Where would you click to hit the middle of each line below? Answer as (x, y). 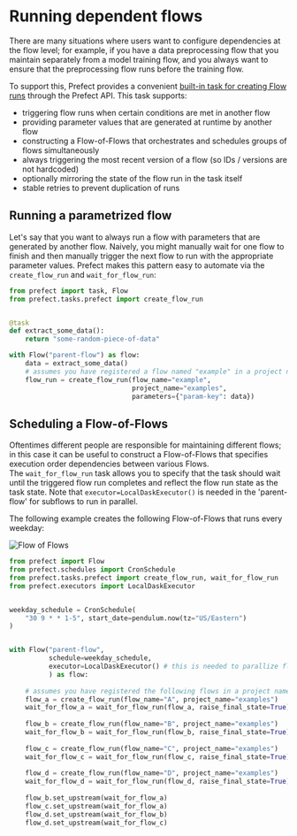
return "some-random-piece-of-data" (93, 339)
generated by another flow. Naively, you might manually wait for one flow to (147, 246)
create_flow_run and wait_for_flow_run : (83, 274)
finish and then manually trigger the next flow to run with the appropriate (141, 256)
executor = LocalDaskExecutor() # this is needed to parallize (163, 667)
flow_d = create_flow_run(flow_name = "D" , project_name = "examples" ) (152, 773)
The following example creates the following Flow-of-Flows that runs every (146, 518)
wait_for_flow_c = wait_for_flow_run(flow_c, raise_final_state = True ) (158, 757)
